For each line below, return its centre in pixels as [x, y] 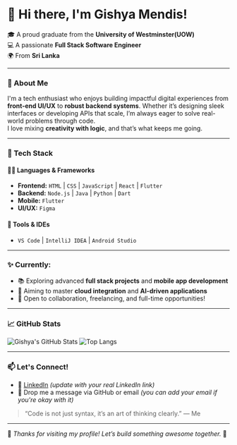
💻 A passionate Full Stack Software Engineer [74, 44]
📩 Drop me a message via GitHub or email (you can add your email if [117, 392]
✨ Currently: [29, 265]
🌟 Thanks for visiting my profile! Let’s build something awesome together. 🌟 [117, 434]
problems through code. [60, 121]
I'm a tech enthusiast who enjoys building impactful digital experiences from [118, 99]
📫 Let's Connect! [38, 367]
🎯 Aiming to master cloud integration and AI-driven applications [112, 291]
